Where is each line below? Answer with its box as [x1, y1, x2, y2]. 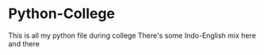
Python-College [8, 5, 116, 23]
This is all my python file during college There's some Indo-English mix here [8, 31, 256, 40]
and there [8, 38, 40, 48]
